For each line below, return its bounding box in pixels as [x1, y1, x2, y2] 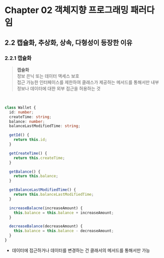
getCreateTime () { [9, 150, 48, 156]
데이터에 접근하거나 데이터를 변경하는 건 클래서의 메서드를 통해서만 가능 [11, 247, 150, 253]
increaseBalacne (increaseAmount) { [9, 205, 83, 211]
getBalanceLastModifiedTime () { [9, 187, 77, 192]
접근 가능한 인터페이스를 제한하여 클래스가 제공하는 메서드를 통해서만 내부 [16, 79, 160, 85]
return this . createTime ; [13, 155, 65, 160]
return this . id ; [13, 137, 48, 142]
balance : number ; [9, 119, 45, 124]
